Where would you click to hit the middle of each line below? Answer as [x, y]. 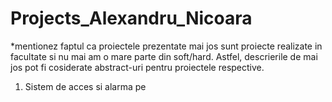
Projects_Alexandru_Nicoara [131, 18]
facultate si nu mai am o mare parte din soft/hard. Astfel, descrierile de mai [164, 56]
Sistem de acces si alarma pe [85, 86]
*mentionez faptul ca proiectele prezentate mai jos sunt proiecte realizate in [166, 46]
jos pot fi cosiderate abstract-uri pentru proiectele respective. [137, 67]
